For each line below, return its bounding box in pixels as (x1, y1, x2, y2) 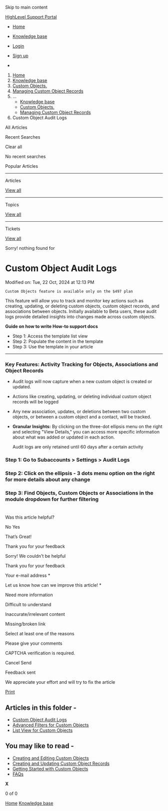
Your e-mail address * (5, 573, 50, 579)
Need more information (5, 592, 53, 598)
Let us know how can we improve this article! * (5, 582, 101, 588)
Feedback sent (5, 669, 36, 675)
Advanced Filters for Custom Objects (12, 722, 89, 728)
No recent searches (5, 154, 46, 159)
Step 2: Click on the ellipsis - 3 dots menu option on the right (5, 470, 155, 477)
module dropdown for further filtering (5, 496, 99, 503)
